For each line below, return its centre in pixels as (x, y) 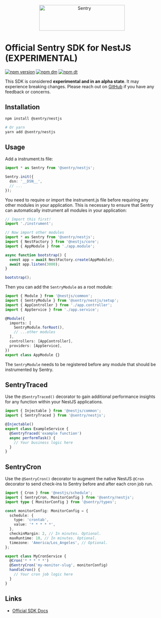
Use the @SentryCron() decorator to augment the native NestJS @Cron (75, 479)
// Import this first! (28, 219)
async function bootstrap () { (36, 255)
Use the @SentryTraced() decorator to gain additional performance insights (80, 396)
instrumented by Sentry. (29, 370)
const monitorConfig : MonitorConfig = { (47, 511)
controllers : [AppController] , (41, 341)
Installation (22, 107)
